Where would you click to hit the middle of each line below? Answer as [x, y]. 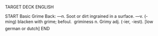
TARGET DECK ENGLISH [29, 7]
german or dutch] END [27, 29]
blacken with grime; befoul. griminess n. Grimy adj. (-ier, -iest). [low [86, 22]
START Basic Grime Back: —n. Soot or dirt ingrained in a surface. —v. [74, 16]
